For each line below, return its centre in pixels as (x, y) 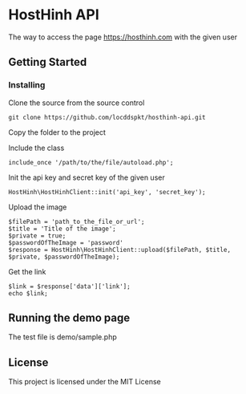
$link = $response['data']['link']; (69, 286)
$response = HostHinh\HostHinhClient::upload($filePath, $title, (119, 250)
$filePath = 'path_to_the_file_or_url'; (77, 221)
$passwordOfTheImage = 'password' (66, 242)
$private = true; (37, 236)
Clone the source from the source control (77, 103)
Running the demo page (69, 318)
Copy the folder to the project (57, 132)
